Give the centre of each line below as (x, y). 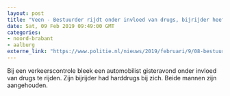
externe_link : (27, 52)
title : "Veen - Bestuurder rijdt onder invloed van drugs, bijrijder (108, 20)
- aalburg (21, 45)
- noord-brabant (30, 39)
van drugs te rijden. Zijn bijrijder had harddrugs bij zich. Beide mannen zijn (112, 78)
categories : (24, 32)
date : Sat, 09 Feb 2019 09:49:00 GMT (61, 26)
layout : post (26, 13)
